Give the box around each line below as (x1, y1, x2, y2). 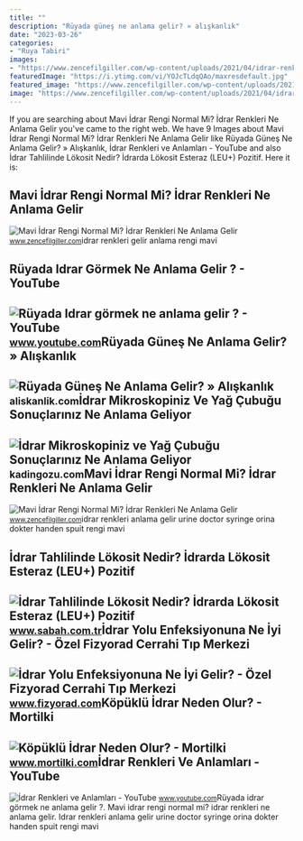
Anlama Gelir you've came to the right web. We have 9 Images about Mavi (9, 123, 284, 134)
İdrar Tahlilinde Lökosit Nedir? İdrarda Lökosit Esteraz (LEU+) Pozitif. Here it (9, 152, 290, 162)
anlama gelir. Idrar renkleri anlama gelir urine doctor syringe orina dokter (9, 811, 279, 822)
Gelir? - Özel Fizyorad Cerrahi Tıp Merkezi (9, 637, 250, 652)
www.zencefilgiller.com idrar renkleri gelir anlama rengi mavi (9, 236, 218, 246)
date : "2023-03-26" (9, 30, 83, 39)
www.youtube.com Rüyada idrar (158, 792, 264, 803)
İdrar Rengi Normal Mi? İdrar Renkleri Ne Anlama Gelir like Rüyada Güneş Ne (9, 133, 293, 143)
